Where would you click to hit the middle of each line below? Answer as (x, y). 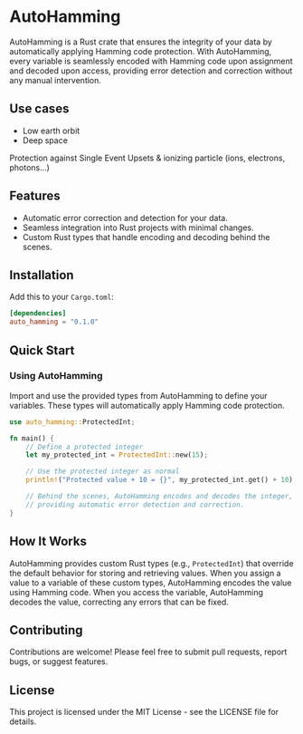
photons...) (29, 167)
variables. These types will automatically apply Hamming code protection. (147, 405)
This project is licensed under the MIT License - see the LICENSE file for (144, 712)
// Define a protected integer (85, 447)
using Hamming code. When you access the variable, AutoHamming (137, 592)
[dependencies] (38, 314)
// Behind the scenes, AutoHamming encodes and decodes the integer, (160, 497)
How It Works (48, 541)
